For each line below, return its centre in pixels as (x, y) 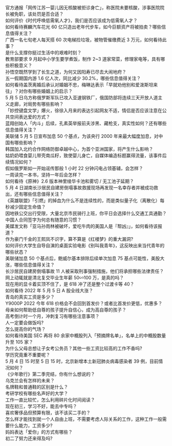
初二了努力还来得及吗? (29, 438)
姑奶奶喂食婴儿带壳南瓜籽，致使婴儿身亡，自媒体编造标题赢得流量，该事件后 (86, 155)
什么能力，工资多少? (31, 425)
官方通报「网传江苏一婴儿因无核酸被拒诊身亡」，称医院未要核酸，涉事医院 (83, 7)
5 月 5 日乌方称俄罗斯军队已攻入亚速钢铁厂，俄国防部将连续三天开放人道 (82, 97)
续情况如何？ (19, 162)
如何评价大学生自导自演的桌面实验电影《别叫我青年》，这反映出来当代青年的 (85, 245)
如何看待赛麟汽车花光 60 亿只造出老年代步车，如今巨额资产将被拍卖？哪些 (83, 27)
